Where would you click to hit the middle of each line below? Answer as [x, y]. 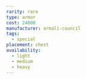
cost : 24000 [21, 23]
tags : [13, 34]
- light [21, 56]
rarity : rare [22, 12]
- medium [22, 61]
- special [23, 39]
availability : [24, 50]
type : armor [21, 17]
